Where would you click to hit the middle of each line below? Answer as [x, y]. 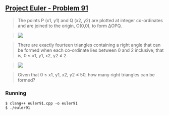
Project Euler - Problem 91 [47, 8]
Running [16, 93]
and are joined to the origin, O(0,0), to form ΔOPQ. [70, 26]
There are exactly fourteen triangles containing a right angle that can [89, 45]
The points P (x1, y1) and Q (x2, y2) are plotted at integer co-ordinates [90, 20]
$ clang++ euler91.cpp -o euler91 [42, 103]
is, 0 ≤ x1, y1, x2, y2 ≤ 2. [43, 55]
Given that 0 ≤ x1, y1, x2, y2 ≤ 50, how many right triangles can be [86, 74]
